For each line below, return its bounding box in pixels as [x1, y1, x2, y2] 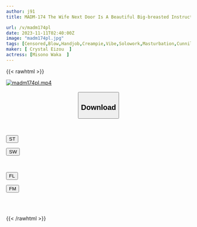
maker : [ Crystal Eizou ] [6, 46, 72, 53]
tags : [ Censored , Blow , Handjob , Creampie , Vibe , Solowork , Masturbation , [6, 41, 177, 47]
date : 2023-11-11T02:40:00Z [6, 30, 75, 36]
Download [81, 103, 116, 112]
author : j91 [6, 8, 35, 15]
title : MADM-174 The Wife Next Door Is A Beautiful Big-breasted [6, 14, 169, 20]
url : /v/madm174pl [6, 25, 51, 30]
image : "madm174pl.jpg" [6, 36, 64, 42]
